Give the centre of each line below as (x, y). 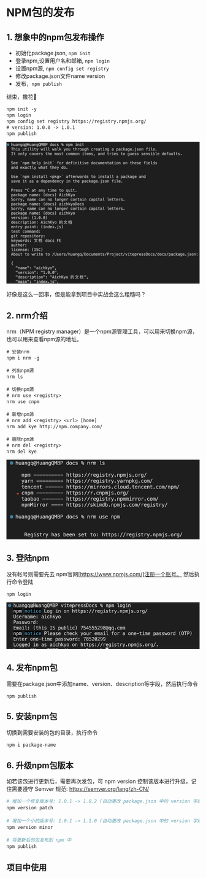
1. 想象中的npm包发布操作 (55, 37)
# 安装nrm (18, 352)
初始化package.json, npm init (53, 53)
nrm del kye (21, 452)
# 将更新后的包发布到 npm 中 (39, 840)
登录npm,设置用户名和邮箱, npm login (63, 61)
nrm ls (15, 377)
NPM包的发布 (40, 13)
